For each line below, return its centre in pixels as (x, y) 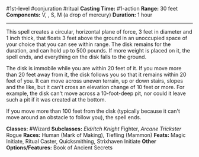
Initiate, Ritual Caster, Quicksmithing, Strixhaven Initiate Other (81, 141)
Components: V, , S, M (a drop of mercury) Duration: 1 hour (79, 15)
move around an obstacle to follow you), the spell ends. (74, 117)
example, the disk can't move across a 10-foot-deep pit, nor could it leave (96, 93)
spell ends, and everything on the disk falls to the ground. (76, 57)
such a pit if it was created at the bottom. (56, 99)
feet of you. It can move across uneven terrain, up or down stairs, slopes (95, 81)
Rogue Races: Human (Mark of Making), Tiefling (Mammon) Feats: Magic (96, 135)
